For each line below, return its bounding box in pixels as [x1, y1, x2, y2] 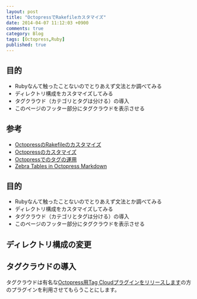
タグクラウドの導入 [6, 261, 77, 272]
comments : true [6, 25, 44, 32]
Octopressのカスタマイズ [14, 148, 77, 155]
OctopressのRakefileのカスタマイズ [14, 141, 101, 148]
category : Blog [6, 31, 44, 37]
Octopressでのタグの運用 [14, 155, 77, 163]
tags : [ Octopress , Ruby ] [6, 36, 65, 42]
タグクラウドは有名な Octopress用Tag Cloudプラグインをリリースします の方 [6, 278, 192, 286]
